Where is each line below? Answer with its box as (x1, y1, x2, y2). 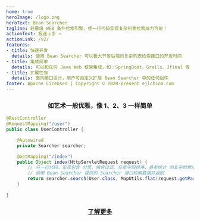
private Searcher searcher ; (17, 142, 86, 149)
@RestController (6, 116, 46, 122)
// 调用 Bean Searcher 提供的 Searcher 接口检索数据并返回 (27, 170, 165, 176)
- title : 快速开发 (6, 48, 49, 54)
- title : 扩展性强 (6, 70, 49, 76)
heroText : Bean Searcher (6, 20, 68, 26)
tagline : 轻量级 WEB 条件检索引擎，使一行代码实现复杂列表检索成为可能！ (6, 25, 168, 32)
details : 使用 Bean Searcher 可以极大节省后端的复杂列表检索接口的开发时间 (11, 53, 182, 59)
